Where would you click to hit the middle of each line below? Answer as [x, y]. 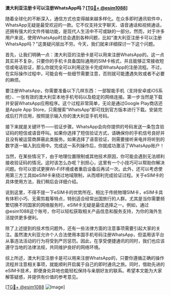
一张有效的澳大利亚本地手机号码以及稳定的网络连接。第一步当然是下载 [89, 97]
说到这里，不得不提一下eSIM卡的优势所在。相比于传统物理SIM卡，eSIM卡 [82, 192]
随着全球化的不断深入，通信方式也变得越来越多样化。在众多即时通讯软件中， [85, 19]
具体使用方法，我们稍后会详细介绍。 [43, 182]
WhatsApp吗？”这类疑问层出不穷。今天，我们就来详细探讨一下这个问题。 [81, 44]
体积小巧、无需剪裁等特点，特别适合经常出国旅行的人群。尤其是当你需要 [85, 199]
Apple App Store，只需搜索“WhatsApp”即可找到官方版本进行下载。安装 [84, 110]
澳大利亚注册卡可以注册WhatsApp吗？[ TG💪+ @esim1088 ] [67, 8]
